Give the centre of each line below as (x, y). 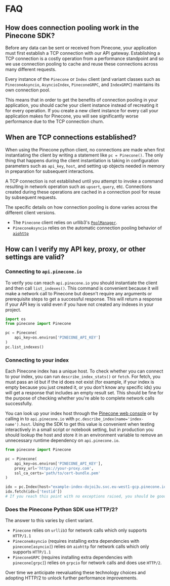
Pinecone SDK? (30, 35)
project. (13, 310)
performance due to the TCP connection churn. (55, 121)
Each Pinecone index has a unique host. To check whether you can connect (84, 371)
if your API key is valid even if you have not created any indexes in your (79, 304)
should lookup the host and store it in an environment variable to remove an (84, 435)
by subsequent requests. (31, 197)
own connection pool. (28, 90)
